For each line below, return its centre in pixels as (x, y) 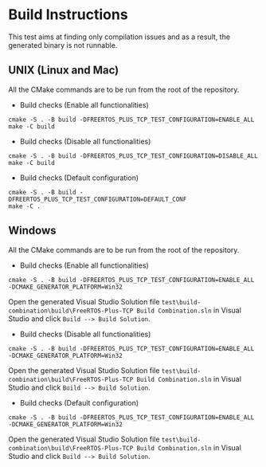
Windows (32, 231)
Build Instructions (68, 15)
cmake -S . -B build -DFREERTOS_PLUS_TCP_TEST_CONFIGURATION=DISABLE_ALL (133, 156)
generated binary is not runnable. (63, 45)
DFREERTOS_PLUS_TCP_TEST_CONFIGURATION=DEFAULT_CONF (98, 199)
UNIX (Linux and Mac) (64, 71)
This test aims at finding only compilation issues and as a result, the (119, 37)
